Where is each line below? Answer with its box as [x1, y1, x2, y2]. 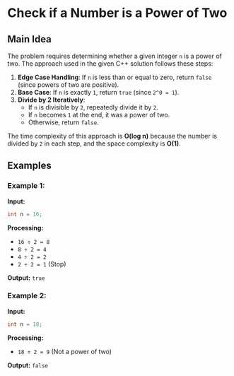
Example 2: [7, 291, 47, 301]
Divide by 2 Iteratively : [17, 95, 86, 104]
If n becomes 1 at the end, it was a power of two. [28, 111, 170, 119]
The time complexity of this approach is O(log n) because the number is [7, 132, 218, 140]
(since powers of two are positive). [17, 81, 119, 89]
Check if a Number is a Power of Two [7, 5, 228, 21]
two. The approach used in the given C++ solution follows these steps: [7, 59, 213, 68]
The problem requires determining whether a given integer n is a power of [7, 52, 223, 60]
